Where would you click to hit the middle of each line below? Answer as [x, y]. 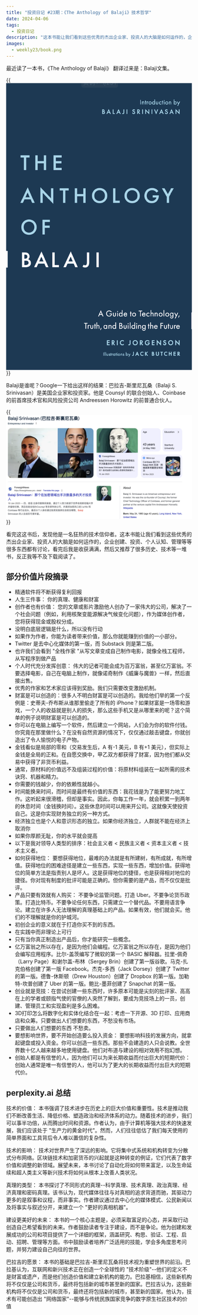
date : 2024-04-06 [27, 19]
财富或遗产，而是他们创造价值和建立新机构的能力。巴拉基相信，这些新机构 [101, 1277]
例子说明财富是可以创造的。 [59, 718]
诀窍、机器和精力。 [38, 777]
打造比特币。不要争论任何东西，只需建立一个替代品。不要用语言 [103, 902]
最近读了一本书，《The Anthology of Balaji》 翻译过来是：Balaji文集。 [89, 68]
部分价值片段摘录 [37, 576]
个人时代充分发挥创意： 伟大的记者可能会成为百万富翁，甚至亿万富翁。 [100, 666]
